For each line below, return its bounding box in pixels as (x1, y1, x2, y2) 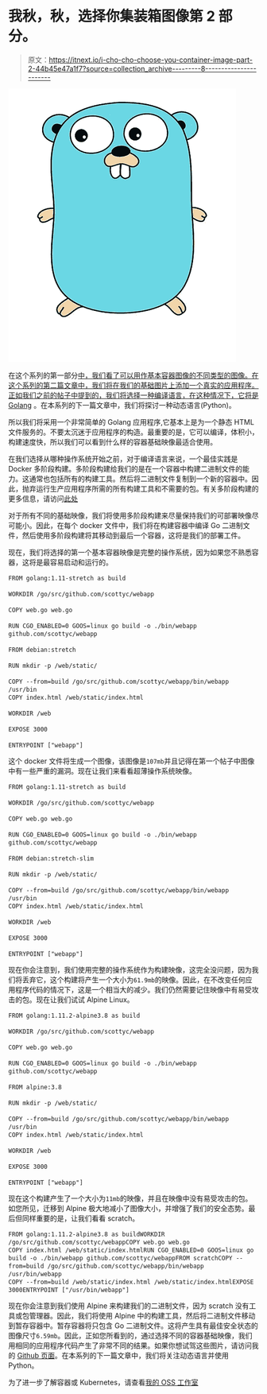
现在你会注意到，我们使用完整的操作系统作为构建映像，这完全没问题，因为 (8, 965, 252, 974)
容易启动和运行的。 (49, 557, 113, 567)
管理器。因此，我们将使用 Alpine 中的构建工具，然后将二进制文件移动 (29, 1311, 256, 1320)
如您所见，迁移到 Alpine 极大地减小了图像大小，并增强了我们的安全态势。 (8, 1203, 249, 1213)
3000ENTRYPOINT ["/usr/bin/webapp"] (8, 1286, 130, 1294)
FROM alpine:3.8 (8, 1083, 62, 1091)
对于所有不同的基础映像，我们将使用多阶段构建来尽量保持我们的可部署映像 (8, 511, 252, 520)
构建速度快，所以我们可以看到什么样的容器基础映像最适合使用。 (8, 437, 217, 446)
